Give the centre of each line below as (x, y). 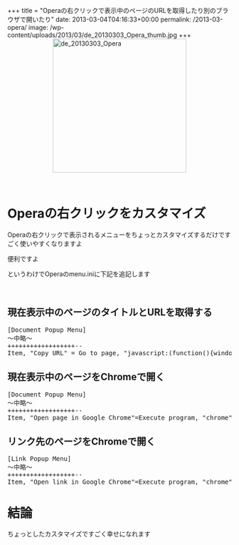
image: (38, 27)
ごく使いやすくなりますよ (45, 243)
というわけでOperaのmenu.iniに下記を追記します (79, 274)
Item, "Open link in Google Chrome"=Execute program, (103, 482)
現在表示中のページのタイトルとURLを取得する (110, 312)
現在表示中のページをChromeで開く (86, 377)
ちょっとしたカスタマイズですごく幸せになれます (79, 534)
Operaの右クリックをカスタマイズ (107, 214)
